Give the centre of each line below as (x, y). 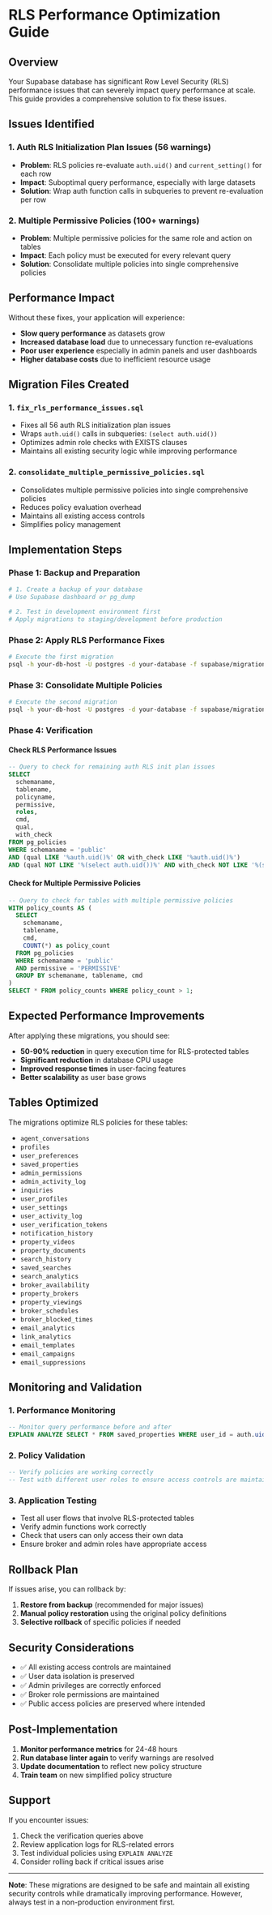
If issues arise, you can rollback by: (68, 1589)
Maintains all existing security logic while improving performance (128, 451)
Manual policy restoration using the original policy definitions (123, 1613)
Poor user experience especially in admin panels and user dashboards (138, 350)
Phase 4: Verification (51, 730)
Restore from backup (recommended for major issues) (112, 1605)
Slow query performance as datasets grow (93, 333)
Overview (34, 62)
